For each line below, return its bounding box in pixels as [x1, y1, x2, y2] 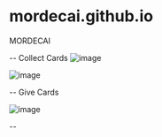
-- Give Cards [9, 87, 59, 97]
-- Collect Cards [9, 52, 68, 63]
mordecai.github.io [9, 6, 153, 27]
